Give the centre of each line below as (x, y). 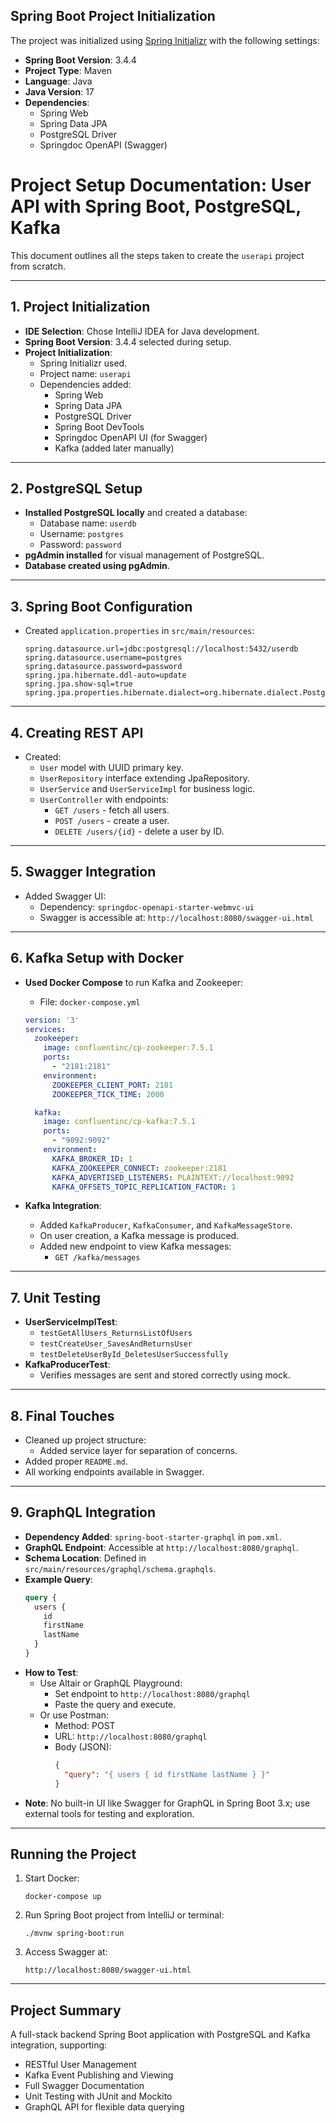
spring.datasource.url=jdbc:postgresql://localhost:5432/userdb (161, 649)
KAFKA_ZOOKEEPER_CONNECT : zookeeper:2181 (139, 1168)
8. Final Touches (62, 1415)
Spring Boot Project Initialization (113, 16)
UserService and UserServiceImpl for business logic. (147, 788)
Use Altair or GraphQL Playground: (111, 1683)
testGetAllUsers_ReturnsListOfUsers (116, 1334)
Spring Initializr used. (83, 363)
